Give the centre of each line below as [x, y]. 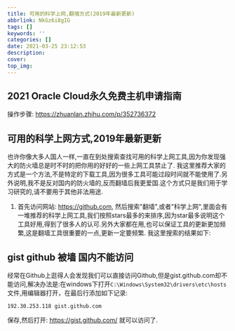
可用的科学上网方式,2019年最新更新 [85, 139]
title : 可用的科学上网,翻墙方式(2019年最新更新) [71, 14]
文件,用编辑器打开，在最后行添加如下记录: [68, 293]
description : [26, 53]
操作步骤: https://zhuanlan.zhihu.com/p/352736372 [82, 114]
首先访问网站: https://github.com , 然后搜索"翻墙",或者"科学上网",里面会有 [122, 207]
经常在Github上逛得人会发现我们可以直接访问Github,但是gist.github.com [111, 276]
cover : [17, 60]
